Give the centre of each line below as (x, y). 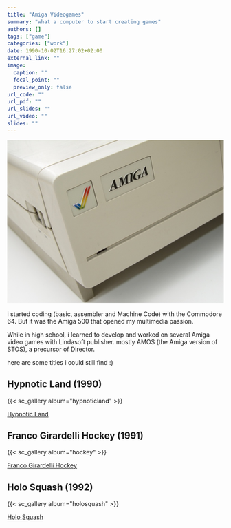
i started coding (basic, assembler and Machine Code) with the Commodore (114, 314)
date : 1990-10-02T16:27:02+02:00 (55, 51)
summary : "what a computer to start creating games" (84, 22)
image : (16, 65)
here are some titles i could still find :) (60, 362)
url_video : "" (27, 116)
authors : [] (24, 29)
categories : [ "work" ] (38, 44)
